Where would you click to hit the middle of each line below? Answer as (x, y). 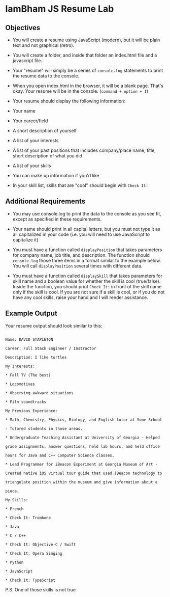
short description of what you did (47, 156)
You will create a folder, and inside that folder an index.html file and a (85, 55)
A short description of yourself (45, 131)
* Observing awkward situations (39, 393)
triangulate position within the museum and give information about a (81, 482)
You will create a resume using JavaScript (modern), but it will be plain (86, 40)
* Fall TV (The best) (28, 375)
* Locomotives (20, 384)
